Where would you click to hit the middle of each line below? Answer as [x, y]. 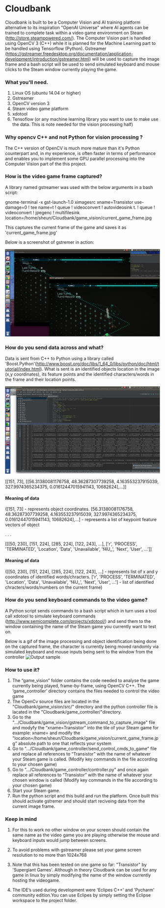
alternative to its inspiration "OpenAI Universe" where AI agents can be [77, 27]
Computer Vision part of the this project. [46, 164]
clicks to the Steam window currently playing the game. [61, 69]
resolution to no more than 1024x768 [49, 855]
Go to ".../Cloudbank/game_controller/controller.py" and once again [80, 770]
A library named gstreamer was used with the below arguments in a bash [79, 187]
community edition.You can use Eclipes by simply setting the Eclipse [82, 895]
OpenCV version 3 [31, 104]
